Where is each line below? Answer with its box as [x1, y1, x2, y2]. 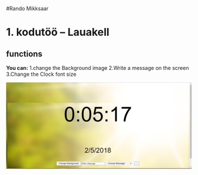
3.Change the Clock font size [6, 70, 77, 78]
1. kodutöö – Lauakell [6, 26, 110, 39]
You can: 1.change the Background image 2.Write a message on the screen [6, 65, 189, 71]
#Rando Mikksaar [6, 5, 49, 12]
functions [6, 49, 42, 59]
